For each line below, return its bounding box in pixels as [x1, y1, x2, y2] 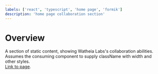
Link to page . [5, 64, 32, 70]
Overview [5, 32, 45, 44]
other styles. [5, 59, 30, 64]
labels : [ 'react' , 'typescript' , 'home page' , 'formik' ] [5, 7, 123, 12]
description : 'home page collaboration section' [5, 12, 105, 16]
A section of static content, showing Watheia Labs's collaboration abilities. [5, 48, 154, 54]
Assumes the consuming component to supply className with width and [5, 54, 152, 59]
